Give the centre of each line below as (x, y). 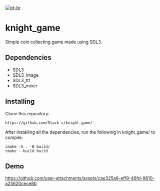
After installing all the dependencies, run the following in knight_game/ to (80, 132)
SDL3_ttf (21, 80)
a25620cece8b (21, 183)
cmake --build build (27, 151)
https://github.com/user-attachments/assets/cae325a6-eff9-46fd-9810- (80, 178)
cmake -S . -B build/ (28, 146)
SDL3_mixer (25, 86)
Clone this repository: (27, 113)
